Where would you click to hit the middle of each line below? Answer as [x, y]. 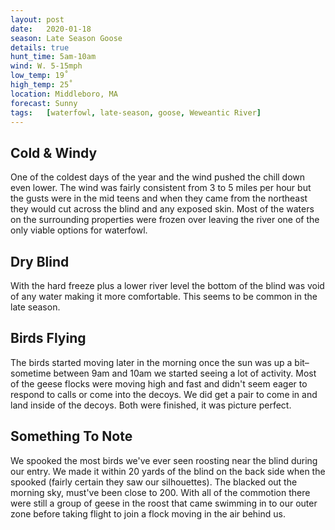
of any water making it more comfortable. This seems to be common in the [164, 296]
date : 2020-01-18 [51, 29]
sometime [31, 373]
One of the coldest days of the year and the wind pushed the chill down [158, 177]
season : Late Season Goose [66, 38]
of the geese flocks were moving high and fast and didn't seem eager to [159, 383]
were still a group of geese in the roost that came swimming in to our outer [164, 503]
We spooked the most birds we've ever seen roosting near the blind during [164, 460]
